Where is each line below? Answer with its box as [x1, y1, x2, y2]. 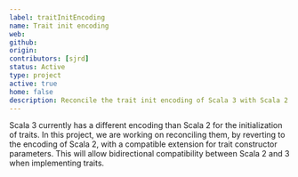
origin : [9, 46, 38, 55]
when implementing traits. [9, 157, 105, 169]
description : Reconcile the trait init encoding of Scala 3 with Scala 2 [9, 95, 289, 105]
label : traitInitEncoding [9, 12, 105, 22]
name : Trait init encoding [9, 21, 109, 30]
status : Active [9, 63, 66, 72]
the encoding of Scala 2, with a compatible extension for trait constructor [9, 139, 278, 149]
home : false [9, 87, 53, 96]
